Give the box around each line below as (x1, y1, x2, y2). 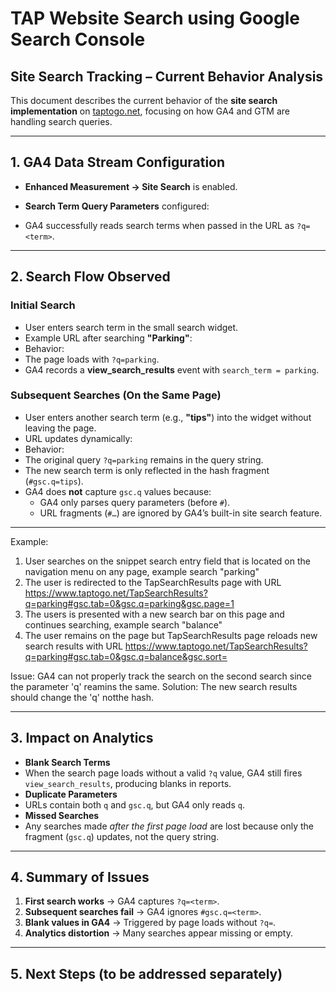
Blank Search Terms (24, 756, 111, 768)
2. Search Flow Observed (10, 268, 171, 286)
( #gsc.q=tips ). (24, 475, 84, 487)
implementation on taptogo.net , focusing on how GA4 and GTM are (10, 105, 290, 117)
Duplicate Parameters (24, 788, 118, 800)
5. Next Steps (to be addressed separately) (10, 965, 283, 982)
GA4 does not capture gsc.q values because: (24, 485, 212, 497)
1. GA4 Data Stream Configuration (10, 154, 226, 171)
